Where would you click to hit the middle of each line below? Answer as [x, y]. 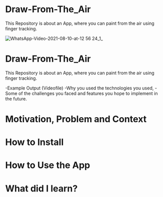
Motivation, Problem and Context [76, 119]
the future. [16, 98]
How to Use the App [48, 165]
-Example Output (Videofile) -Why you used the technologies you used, [79, 88]
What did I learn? [42, 188]
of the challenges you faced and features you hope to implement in [88, 93]
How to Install [35, 142]
